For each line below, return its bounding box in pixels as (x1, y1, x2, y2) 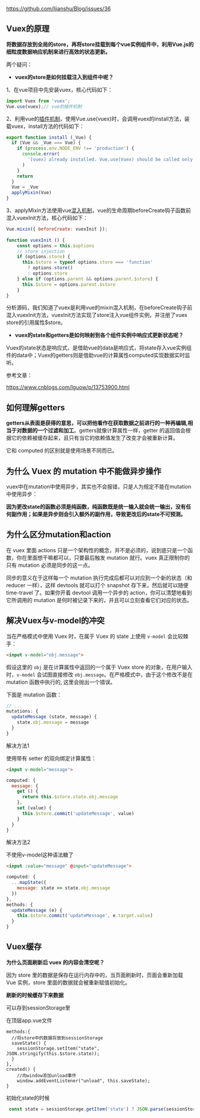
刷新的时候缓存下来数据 (6, 991, 64, 998)
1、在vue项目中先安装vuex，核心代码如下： (6, 86, 113, 93)
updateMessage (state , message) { (11, 714, 97, 720)
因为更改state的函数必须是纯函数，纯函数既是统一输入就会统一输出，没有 (6, 503, 186, 510)
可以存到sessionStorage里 (6, 1004, 71, 1011)
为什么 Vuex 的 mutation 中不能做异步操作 (6, 466, 162, 476)
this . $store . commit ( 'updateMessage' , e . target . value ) (17, 913, 153, 919)
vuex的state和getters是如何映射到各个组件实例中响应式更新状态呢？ (14, 332, 184, 339)
